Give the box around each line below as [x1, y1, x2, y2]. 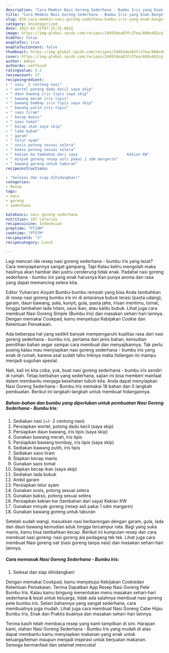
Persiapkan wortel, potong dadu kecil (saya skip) [13, 423, 114, 429]
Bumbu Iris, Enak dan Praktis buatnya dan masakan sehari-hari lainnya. [6, 610, 152, 617]
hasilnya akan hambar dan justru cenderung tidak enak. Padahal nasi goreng [6, 269, 164, 275]
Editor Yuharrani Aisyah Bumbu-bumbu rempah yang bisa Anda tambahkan [6, 289, 161, 295]
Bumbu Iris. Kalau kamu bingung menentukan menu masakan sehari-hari [6, 589, 156, 595]
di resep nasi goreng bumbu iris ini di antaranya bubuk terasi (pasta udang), [6, 294, 162, 300]
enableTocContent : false [6, 45, 58, 50]
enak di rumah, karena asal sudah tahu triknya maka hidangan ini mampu [6, 352, 156, 358]
